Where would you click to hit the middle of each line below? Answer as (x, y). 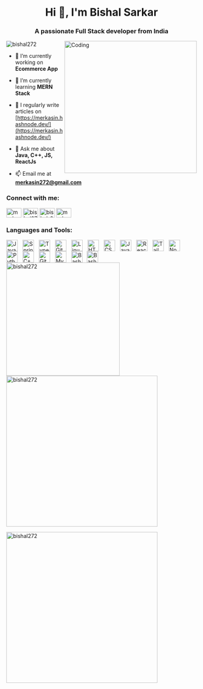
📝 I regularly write (37, 105)
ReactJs (25, 162)
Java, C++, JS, (34, 155)
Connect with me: (33, 198)
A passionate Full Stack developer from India (101, 31)
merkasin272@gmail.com (48, 182)
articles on (28, 112)
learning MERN (34, 87)
